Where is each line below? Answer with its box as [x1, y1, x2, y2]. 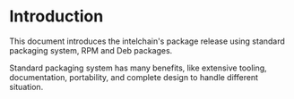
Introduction [9, 6, 104, 27]
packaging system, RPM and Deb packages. [9, 45, 173, 55]
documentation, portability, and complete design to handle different [9, 71, 258, 82]
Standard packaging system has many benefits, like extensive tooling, [9, 62, 267, 73]
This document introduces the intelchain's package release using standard [9, 36, 285, 46]
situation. [9, 81, 44, 92]
